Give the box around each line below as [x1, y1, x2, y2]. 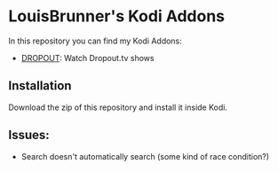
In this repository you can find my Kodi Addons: [8, 35, 183, 46]
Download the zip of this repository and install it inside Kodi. [8, 102, 228, 113]
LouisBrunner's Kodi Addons [8, 6, 226, 27]
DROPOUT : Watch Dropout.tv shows [20, 52, 155, 63]
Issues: [8, 128, 50, 143]
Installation [8, 78, 72, 94]
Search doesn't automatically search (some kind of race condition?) [20, 151, 270, 161]
